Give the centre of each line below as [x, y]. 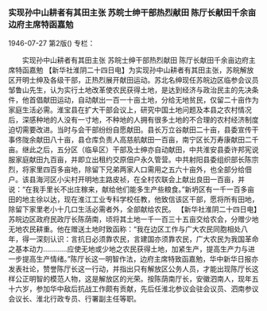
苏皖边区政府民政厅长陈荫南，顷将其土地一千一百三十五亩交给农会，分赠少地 [133, 220]
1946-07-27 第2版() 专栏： [52, 43]
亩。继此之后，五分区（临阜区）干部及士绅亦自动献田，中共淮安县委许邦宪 [130, 150]
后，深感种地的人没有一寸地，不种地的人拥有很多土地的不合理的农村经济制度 [133, 120]
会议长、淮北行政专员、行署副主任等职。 [74, 299]
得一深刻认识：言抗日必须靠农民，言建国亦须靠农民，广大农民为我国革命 [140, 239]
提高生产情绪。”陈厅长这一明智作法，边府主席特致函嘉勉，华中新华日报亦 [140, 259]
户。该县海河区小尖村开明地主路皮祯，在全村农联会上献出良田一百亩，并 [126, 180]
